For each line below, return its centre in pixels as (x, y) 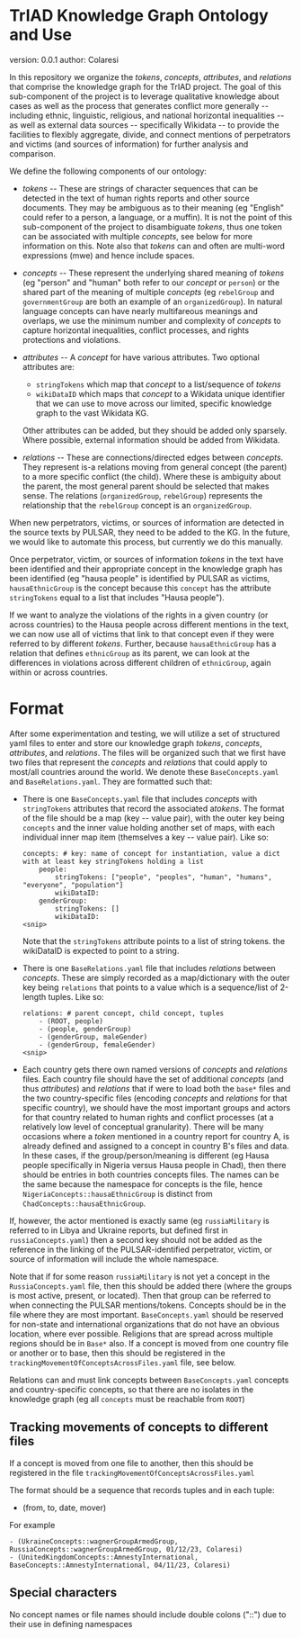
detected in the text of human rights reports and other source (136, 198)
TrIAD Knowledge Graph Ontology (139, 16)
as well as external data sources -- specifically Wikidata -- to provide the (145, 125)
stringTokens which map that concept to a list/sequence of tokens (158, 384)
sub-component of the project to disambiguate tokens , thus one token (152, 227)
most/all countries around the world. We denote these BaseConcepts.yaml (144, 771)
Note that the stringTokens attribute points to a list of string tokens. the (154, 940)
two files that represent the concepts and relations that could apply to (138, 762)
